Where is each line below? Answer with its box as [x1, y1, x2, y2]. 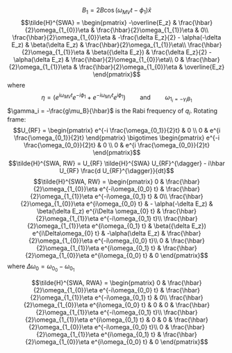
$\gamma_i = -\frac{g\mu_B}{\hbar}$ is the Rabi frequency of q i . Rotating [7, 106, 217, 117]
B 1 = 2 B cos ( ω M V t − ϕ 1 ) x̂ [82, 6, 151, 16]
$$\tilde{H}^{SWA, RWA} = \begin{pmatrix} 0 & [31, 278, 167, 287]
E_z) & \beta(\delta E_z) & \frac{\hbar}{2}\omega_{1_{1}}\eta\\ [11, 40, 186, 49]
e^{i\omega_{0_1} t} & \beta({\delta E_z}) [91, 222, 207, 230]
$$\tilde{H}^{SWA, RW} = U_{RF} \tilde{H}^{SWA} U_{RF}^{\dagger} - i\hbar [8, 159, 226, 167]
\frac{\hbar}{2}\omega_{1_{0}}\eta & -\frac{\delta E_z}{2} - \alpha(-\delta [12, 33, 222, 41]
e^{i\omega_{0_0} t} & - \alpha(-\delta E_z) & [86, 199, 213, 208]
